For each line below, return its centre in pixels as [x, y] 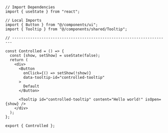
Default [31, 86]
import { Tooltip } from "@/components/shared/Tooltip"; [66, 29]
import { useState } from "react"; [43, 12]
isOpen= [153, 99]
